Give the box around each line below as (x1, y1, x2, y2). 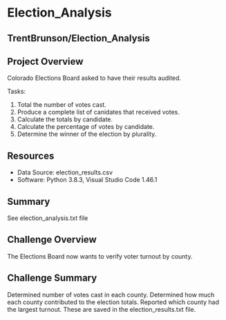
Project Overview (7, 55, 84, 67)
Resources (7, 150, 55, 161)
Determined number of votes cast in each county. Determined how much (7, 290, 215, 299)
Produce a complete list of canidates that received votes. (17, 108, 180, 117)
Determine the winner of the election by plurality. (17, 130, 157, 139)
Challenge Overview (7, 234, 97, 246)
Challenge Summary (7, 272, 97, 284)
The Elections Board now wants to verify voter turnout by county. (7, 252, 193, 260)
